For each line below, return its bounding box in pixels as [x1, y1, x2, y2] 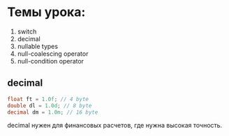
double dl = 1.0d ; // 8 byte [7, 102, 92, 109]
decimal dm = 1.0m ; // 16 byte [7, 109, 98, 116]
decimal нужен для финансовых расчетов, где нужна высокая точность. [7, 121, 223, 130]
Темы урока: [7, 4, 86, 20]
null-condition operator [17, 56, 84, 65]
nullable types [17, 42, 58, 50]
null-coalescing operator [17, 50, 89, 58]
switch [17, 27, 37, 36]
